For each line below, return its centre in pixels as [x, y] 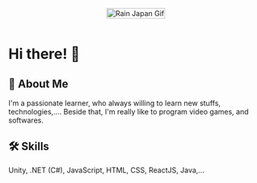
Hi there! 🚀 [44, 54]
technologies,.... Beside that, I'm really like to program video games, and [128, 112]
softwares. [26, 120]
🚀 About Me [38, 83]
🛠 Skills [29, 146]
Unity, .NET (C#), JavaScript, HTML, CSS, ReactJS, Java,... [106, 170]
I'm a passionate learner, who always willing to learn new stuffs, [114, 103]
